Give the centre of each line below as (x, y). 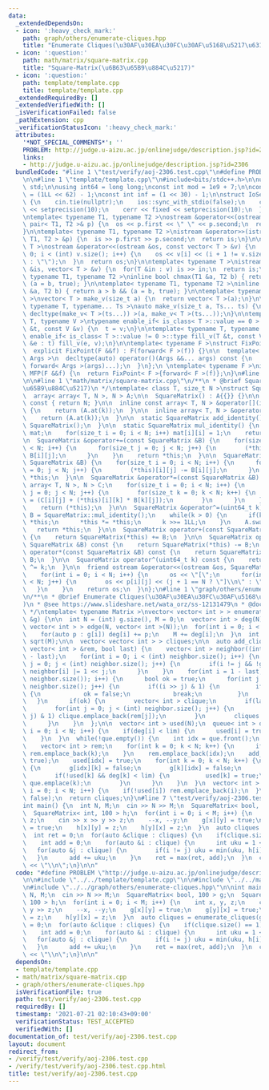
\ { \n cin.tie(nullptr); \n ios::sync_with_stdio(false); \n (134, 202)
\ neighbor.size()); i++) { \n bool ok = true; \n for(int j (141, 679)
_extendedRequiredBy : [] (57, 98)
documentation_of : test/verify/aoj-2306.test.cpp (93, 1036)
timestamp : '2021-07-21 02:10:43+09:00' (84, 1015)
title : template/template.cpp (73, 90)
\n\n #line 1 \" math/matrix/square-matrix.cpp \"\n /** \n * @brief (132, 381)
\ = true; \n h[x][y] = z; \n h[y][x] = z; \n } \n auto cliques (141, 828)
